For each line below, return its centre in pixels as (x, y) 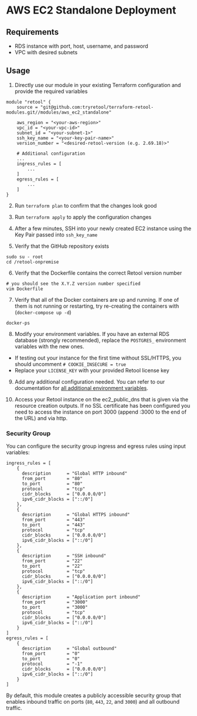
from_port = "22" (52, 561)
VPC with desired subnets (46, 52)
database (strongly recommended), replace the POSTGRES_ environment (100, 340)
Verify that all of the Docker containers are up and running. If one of (97, 299)
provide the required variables (51, 91)
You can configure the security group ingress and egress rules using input (96, 446)
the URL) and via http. (41, 418)
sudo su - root (25, 257)
